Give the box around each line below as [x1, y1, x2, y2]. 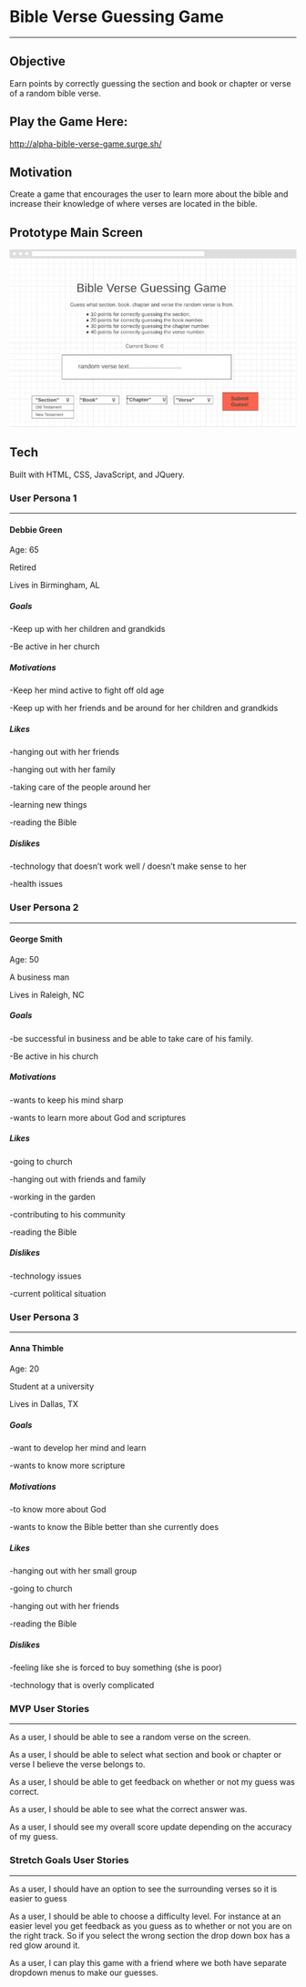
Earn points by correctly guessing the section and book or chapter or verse [9, 77, 291, 88]
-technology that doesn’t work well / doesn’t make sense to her [9, 861, 248, 871]
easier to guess [9, 1892, 67, 1904]
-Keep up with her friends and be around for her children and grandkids [9, 703, 279, 714]
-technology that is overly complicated [9, 1679, 155, 1690]
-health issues [9, 879, 64, 890]
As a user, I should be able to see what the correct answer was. [9, 1804, 248, 1815]
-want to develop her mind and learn [9, 1442, 147, 1453]
